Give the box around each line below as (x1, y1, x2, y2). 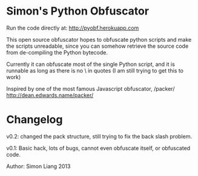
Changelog (6, 113, 63, 126)
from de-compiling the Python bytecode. (6, 48, 108, 56)
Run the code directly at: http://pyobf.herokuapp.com (6, 24, 139, 31)
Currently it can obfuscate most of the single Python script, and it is (6, 60, 176, 68)
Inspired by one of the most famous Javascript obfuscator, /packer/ (6, 85, 175, 92)
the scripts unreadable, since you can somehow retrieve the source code (6, 42, 189, 50)
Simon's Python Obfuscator (6, 4, 150, 18)
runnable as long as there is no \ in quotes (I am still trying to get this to (6, 67, 183, 74)
